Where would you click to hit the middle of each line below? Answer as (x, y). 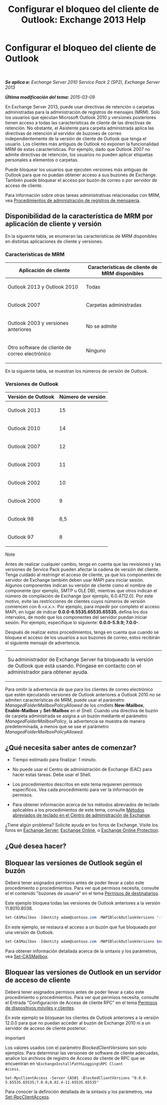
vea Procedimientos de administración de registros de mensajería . (73, 200)
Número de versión (83, 397)
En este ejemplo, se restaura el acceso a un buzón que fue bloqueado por (81, 927)
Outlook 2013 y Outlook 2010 (43, 287)
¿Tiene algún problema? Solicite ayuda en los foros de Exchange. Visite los (82, 825)
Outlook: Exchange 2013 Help (83, 20)
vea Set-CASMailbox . (27, 957)
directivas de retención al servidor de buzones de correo (63, 133)
